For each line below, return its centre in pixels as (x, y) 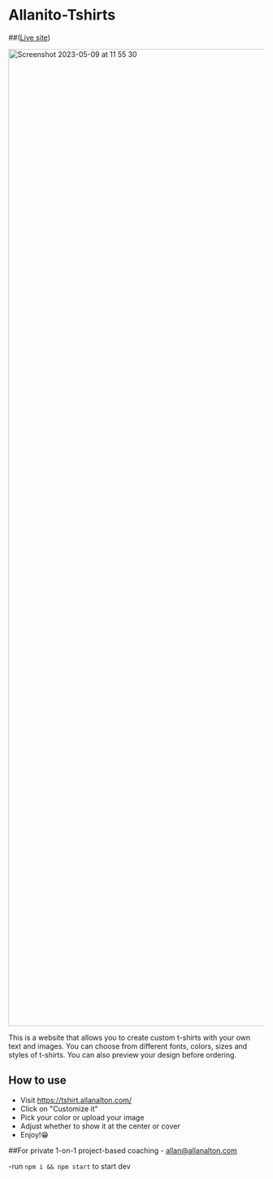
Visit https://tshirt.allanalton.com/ (76, 1100)
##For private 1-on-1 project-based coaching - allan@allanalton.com (123, 1151)
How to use (37, 1080)
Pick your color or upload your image (82, 1117)
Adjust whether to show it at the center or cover (100, 1126)
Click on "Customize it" (59, 1108)
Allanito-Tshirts (62, 15)
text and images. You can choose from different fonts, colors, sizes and (128, 1046)
